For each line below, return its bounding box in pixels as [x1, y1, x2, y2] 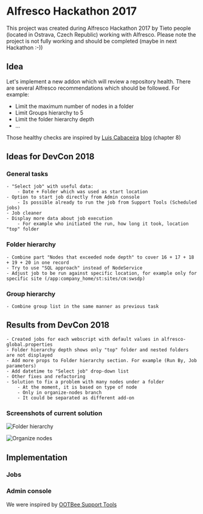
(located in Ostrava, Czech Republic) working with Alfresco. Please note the [6, 30, 196, 38]
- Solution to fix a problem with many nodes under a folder [6, 379, 165, 385]
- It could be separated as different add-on [17, 394, 135, 401]
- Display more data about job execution [6, 215, 113, 222]
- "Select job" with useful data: [6, 184, 94, 190]
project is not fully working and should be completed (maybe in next [6, 37, 177, 45]
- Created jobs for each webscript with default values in [6, 336, 159, 342]
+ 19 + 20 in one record [6, 259, 69, 266]
